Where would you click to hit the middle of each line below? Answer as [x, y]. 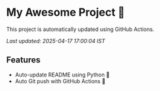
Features [23, 60]
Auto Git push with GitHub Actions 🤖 [60, 81]
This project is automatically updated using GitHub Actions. [80, 29]
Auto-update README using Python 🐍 [62, 75]
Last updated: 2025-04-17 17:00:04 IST [56, 41]
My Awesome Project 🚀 [66, 12]
